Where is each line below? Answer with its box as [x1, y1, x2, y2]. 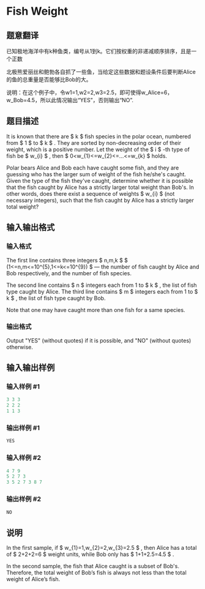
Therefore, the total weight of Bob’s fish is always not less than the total [6, 569, 187, 576]
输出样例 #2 [6, 495, 42, 503]
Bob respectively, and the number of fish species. [6, 269, 132, 276]
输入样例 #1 [6, 382, 40, 391]
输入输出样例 [6, 363, 55, 373]
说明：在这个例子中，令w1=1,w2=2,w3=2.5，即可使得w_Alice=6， [6, 89, 173, 96]
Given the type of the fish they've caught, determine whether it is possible [6, 177, 193, 184]
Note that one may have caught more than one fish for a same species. [6, 306, 185, 313]
